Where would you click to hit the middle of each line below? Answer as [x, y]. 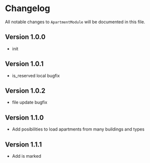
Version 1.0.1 [24, 64]
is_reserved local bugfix [36, 75]
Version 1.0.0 [25, 37]
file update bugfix [30, 103]
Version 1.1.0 [24, 117]
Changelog [28, 8]
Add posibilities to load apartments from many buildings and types [78, 129]
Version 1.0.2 [25, 91]
